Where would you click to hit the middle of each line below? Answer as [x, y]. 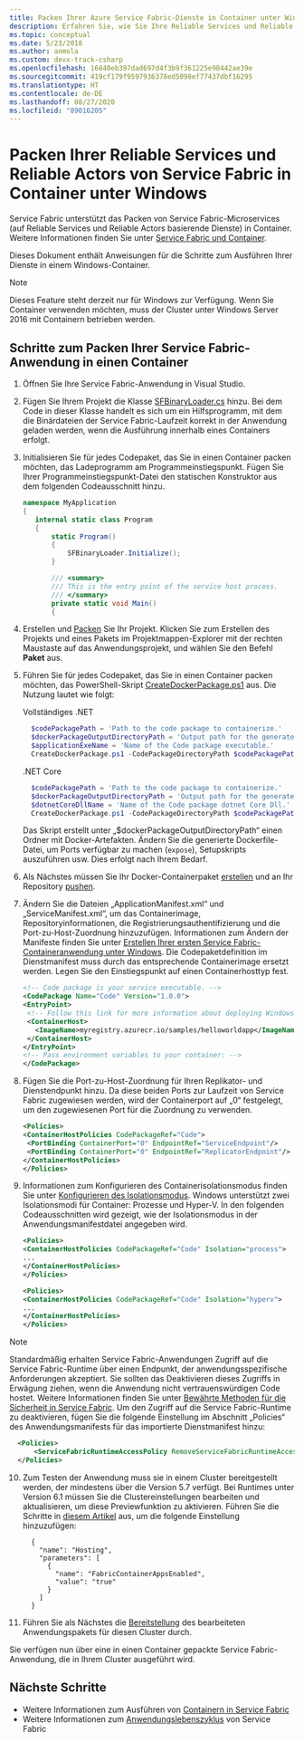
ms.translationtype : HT [54, 85]
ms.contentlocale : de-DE [56, 93]
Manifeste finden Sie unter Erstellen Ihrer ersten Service [127, 942]
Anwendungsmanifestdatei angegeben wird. [105, 1224]
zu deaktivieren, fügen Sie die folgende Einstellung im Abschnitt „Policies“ [147, 1417]
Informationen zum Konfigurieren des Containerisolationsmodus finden [155, 1186]
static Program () [84, 536]
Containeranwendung [63, 952]
